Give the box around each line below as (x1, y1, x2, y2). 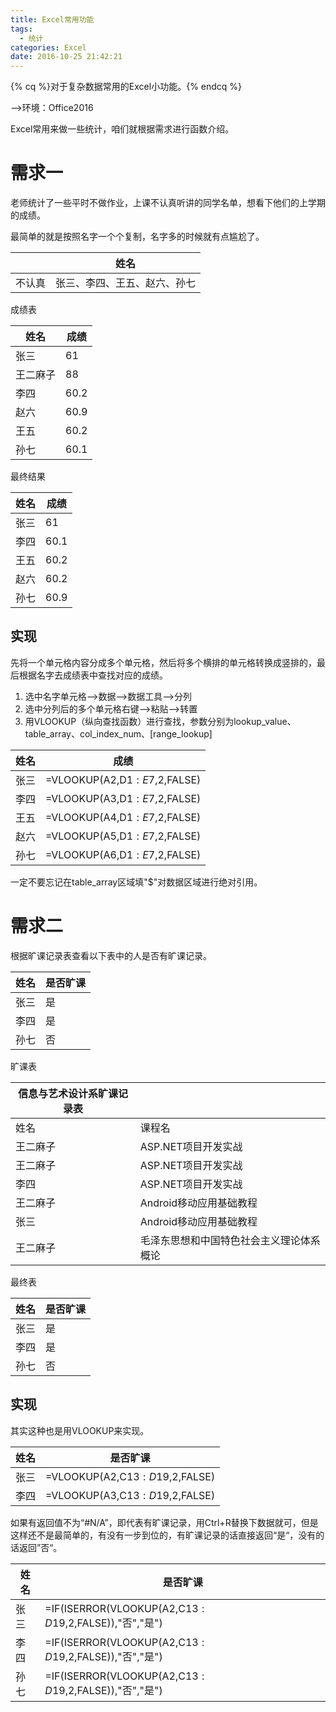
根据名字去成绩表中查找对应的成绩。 (18, 669, 168, 681)
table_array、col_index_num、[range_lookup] (24, 727, 213, 740)
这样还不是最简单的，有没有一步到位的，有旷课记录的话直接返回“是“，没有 (10, 1529, 317, 1541)
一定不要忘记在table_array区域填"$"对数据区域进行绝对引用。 (10, 876, 263, 888)
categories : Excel (10, 42, 87, 53)
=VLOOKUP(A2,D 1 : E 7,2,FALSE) (45, 772, 202, 786)
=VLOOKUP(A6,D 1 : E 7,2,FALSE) (45, 847, 202, 861)
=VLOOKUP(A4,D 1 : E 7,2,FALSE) (45, 810, 202, 824)
